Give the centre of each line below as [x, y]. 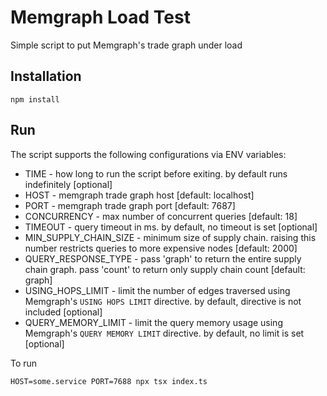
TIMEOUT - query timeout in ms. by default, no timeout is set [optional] [171, 227]
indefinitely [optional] [68, 184]
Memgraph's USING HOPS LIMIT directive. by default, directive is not [163, 301]
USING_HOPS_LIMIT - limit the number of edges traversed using [157, 290]
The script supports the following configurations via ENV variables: [148, 154]
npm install [35, 99]
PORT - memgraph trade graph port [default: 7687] [130, 205]
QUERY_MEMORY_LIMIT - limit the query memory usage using [153, 322]
